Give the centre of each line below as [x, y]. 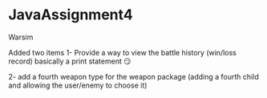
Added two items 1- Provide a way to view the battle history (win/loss [122, 52]
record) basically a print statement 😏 [70, 61]
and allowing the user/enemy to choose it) [78, 85]
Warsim [21, 37]
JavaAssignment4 [71, 15]
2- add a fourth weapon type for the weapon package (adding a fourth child [133, 76]
